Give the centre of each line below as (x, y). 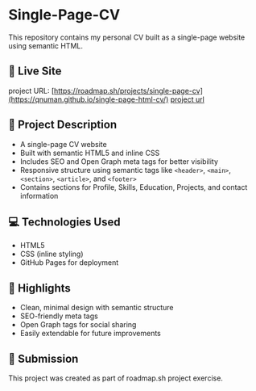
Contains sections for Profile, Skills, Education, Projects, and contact (134, 187)
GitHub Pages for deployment (69, 263)
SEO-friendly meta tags (59, 316)
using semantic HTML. (45, 45)
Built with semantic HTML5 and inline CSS (90, 153)
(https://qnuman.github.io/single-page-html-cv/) (89, 99)
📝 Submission (43, 358)
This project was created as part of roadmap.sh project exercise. (116, 378)
